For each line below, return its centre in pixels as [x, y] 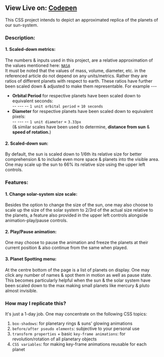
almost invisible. [21, 290]
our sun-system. [22, 25]
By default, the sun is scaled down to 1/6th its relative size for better [73, 154]
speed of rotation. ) [32, 132]
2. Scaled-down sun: [27, 143]
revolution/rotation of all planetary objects [54, 339]
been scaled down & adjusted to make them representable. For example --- [81, 86]
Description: [20, 38]
